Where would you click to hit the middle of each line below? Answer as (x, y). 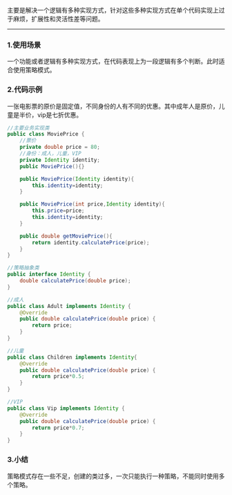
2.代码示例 (25, 90)
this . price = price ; (58, 211)
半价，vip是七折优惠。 (51, 115)
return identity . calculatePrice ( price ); (91, 242)
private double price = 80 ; (60, 147)
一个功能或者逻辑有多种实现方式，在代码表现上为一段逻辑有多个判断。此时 (113, 62)
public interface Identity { (49, 274)
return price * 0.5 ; (58, 377)
